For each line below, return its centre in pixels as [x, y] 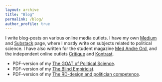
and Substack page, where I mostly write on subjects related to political [79, 43]
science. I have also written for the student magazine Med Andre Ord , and [81, 48]
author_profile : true [28, 24]
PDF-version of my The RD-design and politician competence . [76, 74]
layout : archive [22, 10]
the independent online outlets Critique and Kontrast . [60, 54]
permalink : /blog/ [24, 19]
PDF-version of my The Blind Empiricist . [53, 69]
